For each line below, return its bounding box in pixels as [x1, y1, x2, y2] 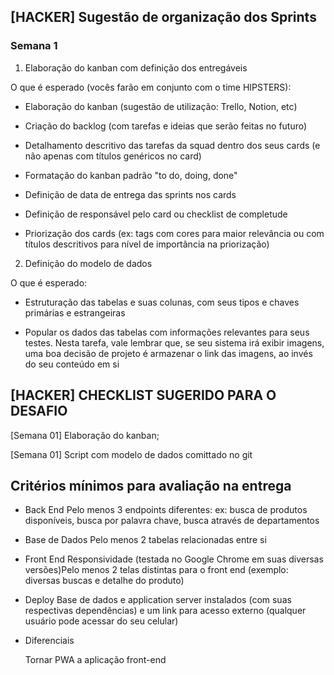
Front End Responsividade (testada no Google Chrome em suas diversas [24, 553, 324, 565]
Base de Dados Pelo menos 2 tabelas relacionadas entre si [24, 534, 267, 546]
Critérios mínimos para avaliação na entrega [10, 477, 292, 494]
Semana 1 [10, 39, 58, 53]
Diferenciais [24, 635, 75, 647]
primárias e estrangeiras [24, 306, 126, 319]
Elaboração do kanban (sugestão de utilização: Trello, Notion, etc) [24, 100, 298, 112]
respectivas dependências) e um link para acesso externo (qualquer [24, 605, 307, 617]
